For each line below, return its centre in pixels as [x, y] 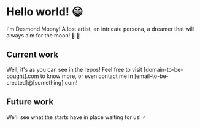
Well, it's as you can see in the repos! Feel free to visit [75, 69]
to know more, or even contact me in [87, 76]
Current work [33, 55]
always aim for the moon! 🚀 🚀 [43, 35]
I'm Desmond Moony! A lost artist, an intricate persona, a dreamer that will [100, 29]
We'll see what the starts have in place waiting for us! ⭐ [76, 117]
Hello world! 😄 [45, 12]
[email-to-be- [151, 76]
